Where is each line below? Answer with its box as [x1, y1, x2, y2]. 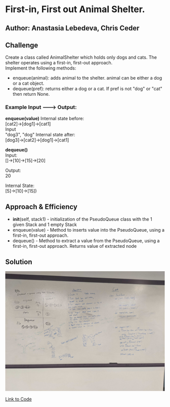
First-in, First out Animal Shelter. [5, 4, 145, 15]
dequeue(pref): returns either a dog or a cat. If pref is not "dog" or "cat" [12, 86, 163, 92]
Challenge [5, 41, 38, 49]
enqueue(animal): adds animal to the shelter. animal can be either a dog [12, 75, 162, 81]
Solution [5, 257, 32, 266]
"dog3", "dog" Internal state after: [5, 131, 75, 137]
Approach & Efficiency [5, 203, 77, 211]
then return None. [12, 91, 50, 97]
